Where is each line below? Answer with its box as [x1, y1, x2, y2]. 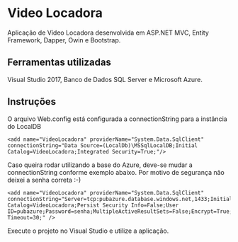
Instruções [7, 96, 57, 108]
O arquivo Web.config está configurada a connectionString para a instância [7, 115, 228, 123]
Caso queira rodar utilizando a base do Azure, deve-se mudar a [7, 161, 193, 169]
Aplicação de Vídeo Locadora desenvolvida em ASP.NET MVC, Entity [7, 28, 209, 37]
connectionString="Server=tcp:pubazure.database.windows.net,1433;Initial [7, 195, 233, 202]
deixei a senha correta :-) [7, 175, 81, 184]
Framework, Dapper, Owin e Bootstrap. [7, 35, 121, 44]
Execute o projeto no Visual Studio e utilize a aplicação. [7, 226, 169, 235]
